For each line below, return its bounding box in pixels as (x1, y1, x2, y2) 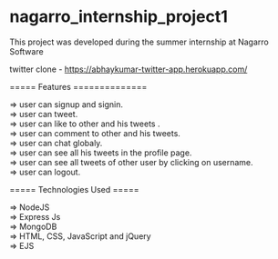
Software (9, 45, 44, 56)
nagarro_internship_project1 (9, 6, 228, 27)
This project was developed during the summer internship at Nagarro (9, 36, 269, 47)
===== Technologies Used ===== (9, 184, 139, 194)
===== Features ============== (9, 81, 148, 92)
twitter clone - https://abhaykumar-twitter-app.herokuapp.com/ (9, 64, 248, 75)
